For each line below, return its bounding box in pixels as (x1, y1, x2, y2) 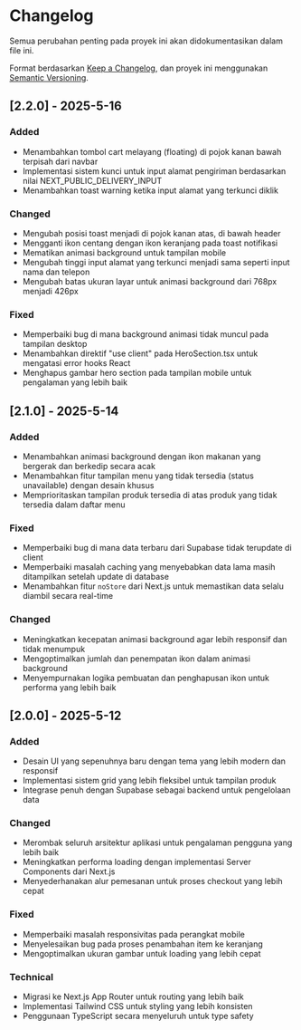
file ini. (9, 44, 34, 55)
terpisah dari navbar (22, 156, 99, 167)
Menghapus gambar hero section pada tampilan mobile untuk (22, 368, 252, 379)
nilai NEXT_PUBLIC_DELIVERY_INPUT (22, 175, 163, 186)
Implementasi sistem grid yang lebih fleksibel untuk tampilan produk (22, 775, 277, 786)
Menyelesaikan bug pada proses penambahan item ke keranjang (22, 939, 264, 949)
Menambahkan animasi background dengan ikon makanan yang (22, 450, 261, 462)
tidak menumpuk (22, 643, 86, 654)
